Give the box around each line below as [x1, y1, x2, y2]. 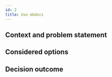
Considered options [5, 48, 69, 56]
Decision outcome [5, 65, 64, 73]
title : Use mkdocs [5, 12, 44, 17]
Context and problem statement [5, 31, 107, 39]
